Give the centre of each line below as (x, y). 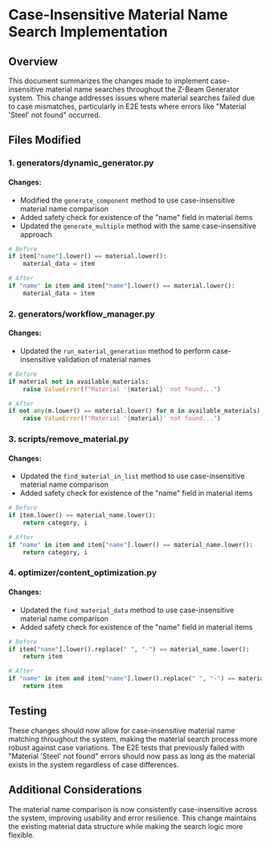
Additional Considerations (75, 790)
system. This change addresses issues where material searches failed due (132, 98)
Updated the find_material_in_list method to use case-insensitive (132, 476)
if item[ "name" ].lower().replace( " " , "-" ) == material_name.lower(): (129, 649)
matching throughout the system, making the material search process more (133, 739)
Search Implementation (88, 32)
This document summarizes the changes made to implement (108, 81)
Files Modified (45, 140)
